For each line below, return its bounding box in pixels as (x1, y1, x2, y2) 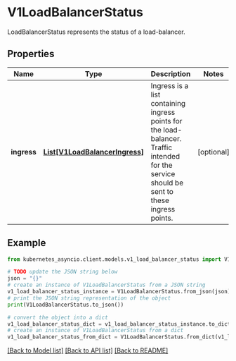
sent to (150, 186, 174, 196)
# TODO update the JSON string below (7, 269, 118, 276)
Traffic (150, 142, 173, 152)
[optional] (197, 147, 230, 157)
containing (150, 98, 186, 108)
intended (150, 151, 181, 161)
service (150, 169, 176, 178)
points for (150, 116, 183, 126)
